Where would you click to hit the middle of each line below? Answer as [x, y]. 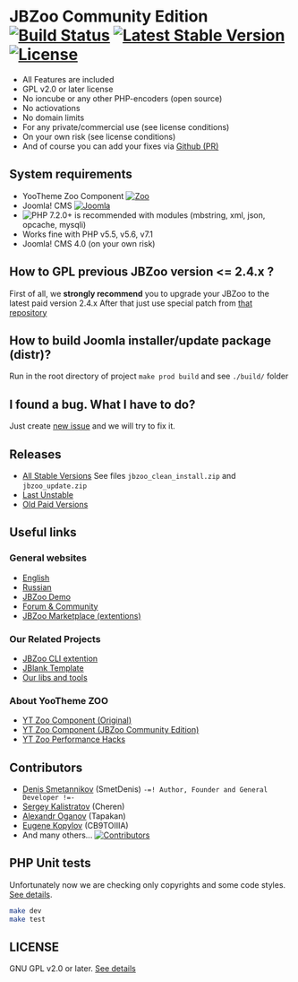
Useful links [43, 532]
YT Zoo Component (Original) [77, 720]
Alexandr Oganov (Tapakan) [74, 816]
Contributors [46, 767]
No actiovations [51, 108]
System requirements [71, 174]
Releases [35, 454]
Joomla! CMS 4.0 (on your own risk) [89, 243]
